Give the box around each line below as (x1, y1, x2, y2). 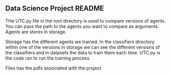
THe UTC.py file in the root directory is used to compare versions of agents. (5, 17, 166, 24)
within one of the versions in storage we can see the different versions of (5, 44, 160, 50)
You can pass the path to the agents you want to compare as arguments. (5, 23, 159, 29)
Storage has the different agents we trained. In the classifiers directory (5, 39, 155, 45)
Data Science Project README (5, 4, 104, 13)
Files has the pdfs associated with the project (5, 65, 102, 71)
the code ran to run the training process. (5, 55, 91, 61)
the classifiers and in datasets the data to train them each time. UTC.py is (5, 49, 161, 55)
